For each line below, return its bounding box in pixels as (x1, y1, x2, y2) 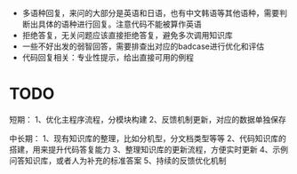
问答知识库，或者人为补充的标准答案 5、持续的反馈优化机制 (9, 154, 227, 166)
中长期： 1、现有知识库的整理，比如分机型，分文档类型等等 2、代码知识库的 (9, 132, 287, 144)
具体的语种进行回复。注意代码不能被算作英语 (37, 19, 202, 29)
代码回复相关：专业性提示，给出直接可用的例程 (21, 52, 194, 62)
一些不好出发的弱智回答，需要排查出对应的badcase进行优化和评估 (21, 41, 265, 51)
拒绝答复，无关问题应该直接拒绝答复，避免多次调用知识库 (21, 30, 233, 40)
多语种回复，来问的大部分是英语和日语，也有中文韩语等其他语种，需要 (21, 8, 280, 18)
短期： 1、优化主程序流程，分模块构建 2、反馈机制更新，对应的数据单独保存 (9, 114, 287, 124)
